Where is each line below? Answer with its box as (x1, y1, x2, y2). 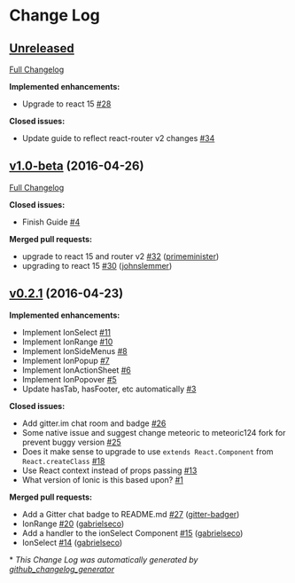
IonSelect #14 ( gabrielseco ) (21, 537, 123, 548)
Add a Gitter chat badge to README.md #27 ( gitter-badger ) (21, 508, 240, 519)
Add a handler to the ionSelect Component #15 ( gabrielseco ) (21, 527, 244, 538)
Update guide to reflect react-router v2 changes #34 (21, 133, 215, 143)
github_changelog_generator (9, 563, 115, 574)
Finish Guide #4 (21, 217, 81, 227)
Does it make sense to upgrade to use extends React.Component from (21, 445, 274, 457)
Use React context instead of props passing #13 (21, 465, 198, 476)
